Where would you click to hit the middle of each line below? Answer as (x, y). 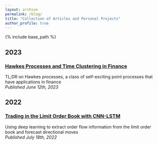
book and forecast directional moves (42, 132)
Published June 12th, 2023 (32, 87)
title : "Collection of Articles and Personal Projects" (63, 18)
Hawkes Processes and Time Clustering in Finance (66, 66)
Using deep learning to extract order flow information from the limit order (78, 127)
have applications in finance (33, 82)
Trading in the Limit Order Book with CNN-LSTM (63, 116)
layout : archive (21, 9)
